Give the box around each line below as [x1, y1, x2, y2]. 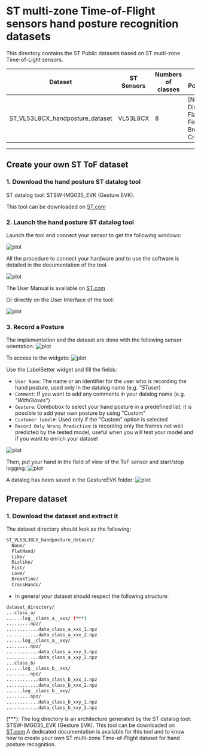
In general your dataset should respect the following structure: [14, 593, 169, 600]
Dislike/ [11, 559, 33, 565]
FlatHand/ [11, 548, 36, 554]
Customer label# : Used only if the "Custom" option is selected [14, 416, 168, 423]
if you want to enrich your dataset [14, 435, 99, 442]
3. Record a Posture [6, 322, 65, 331]
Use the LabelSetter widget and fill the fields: [6, 366, 118, 373]
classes [157, 85, 180, 94]
